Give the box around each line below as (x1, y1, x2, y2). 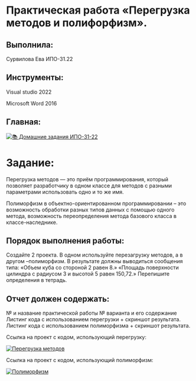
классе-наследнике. (6, 219, 58, 226)
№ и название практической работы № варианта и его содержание (6, 309, 177, 317)
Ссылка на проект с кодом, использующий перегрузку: (6, 334, 146, 341)
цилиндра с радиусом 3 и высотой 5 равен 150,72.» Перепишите (6, 270, 170, 277)
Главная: (6, 117, 41, 127)
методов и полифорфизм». (6, 16, 148, 30)
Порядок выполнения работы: (6, 235, 125, 246)
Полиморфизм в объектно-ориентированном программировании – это (6, 200, 187, 207)
